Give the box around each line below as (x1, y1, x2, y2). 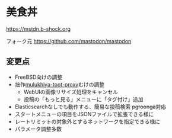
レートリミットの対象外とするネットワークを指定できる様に (14, 118, 161, 125)
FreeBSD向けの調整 (14, 73, 63, 81)
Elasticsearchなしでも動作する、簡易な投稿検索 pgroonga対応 (14, 103, 166, 110)
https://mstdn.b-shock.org (6, 25, 71, 33)
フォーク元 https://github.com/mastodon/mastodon (6, 37, 132, 44)
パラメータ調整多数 (14, 125, 62, 132)
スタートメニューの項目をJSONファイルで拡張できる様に (14, 110, 154, 117)
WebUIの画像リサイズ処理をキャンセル (23, 88, 119, 95)
